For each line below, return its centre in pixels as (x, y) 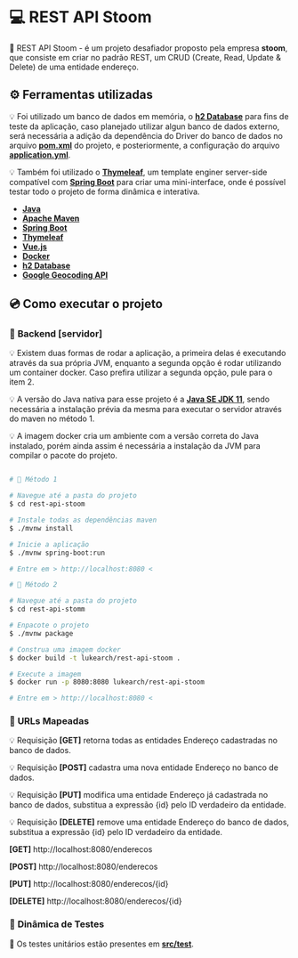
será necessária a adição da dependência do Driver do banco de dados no (146, 135)
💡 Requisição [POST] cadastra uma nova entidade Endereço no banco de (144, 767)
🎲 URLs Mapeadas (49, 721)
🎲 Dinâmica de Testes (57, 924)
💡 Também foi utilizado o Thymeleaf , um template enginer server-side (138, 172)
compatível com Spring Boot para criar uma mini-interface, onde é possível (148, 182)
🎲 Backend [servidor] (56, 334)
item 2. (22, 382)
